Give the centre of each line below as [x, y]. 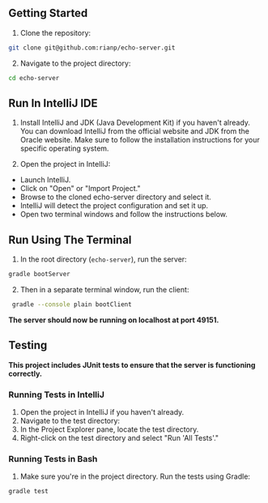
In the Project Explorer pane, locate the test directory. [109, 429]
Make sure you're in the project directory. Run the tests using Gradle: [135, 476]
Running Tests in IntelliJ [57, 394]
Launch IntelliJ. [45, 180]
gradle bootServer [39, 275]
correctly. [26, 373]
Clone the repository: [55, 32]
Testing [28, 345]
